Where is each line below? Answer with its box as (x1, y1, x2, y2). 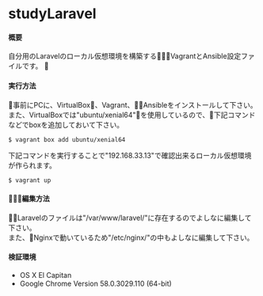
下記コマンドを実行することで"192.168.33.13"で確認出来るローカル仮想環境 (8, 150, 252, 160)
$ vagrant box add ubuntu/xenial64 (8, 135, 126, 143)
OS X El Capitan (19, 271, 72, 279)
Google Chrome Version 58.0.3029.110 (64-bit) (19, 279, 172, 288)
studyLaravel (8, 5, 97, 23)
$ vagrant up (8, 176, 51, 184)
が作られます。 (8, 160, 57, 170)
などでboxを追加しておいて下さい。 (8, 120, 124, 129)
